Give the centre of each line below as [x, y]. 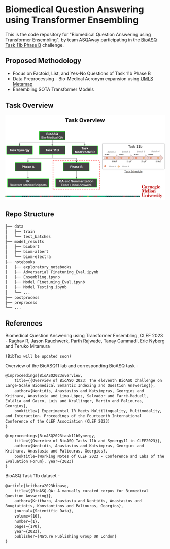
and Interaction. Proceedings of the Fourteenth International [74, 416]
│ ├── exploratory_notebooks [38, 267]
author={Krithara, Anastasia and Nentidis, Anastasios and [78, 501]
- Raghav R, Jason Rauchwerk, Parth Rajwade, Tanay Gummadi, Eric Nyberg [85, 341]
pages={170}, [28, 526]
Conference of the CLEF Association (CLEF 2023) [58, 421]
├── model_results [25, 242]
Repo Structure [30, 214]
